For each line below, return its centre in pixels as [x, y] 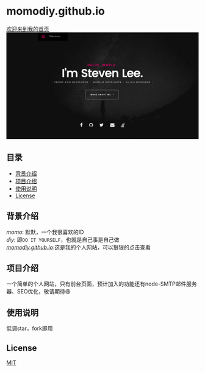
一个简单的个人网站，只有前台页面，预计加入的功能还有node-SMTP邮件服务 [102, 284]
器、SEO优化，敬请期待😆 [39, 292]
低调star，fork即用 [30, 328]
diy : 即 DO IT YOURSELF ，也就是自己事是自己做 [63, 239]
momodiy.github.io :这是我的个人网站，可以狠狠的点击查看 [79, 247]
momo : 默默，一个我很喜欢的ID [45, 232]
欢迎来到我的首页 [28, 29]
